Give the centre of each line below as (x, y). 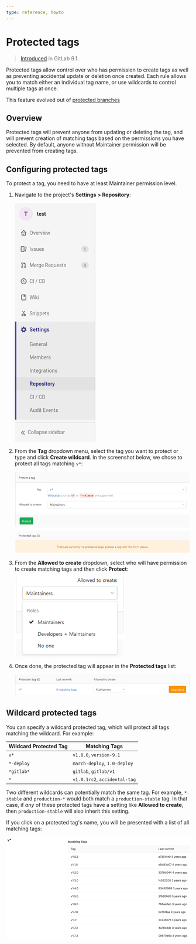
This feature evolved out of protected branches (63, 100)
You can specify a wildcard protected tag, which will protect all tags (88, 727)
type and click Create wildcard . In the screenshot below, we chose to (98, 458)
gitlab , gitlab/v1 (94, 771)
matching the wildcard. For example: (50, 733)
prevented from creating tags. (42, 151)
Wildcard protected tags (51, 713)
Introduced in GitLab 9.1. (49, 58)
